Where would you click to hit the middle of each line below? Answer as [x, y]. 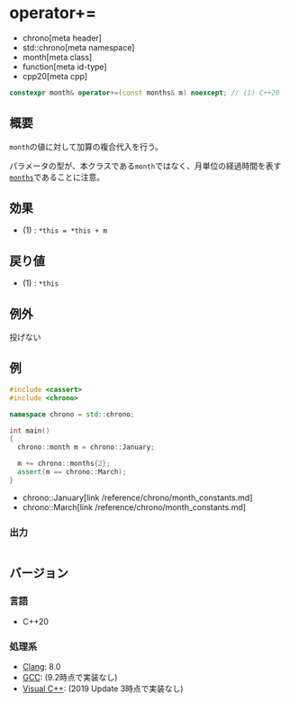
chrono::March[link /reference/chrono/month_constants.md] [134, 507]
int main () [30, 431]
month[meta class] [57, 57]
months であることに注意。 [57, 177]
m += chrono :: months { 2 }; [64, 464]
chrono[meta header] [62, 38]
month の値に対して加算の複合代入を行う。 [86, 146]
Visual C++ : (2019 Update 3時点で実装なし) [103, 689]
